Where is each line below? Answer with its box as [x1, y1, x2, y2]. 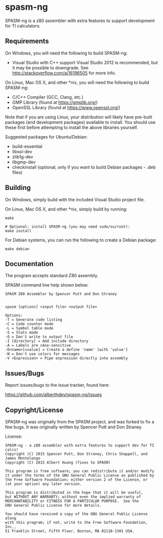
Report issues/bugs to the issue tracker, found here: [5, 382, 110, 388]
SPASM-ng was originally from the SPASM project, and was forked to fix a [5, 419, 154, 424]
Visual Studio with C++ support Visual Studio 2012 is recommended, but [12, 59, 158, 65]
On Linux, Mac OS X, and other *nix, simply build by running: [5, 206, 128, 212]
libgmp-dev [12, 159, 36, 165]
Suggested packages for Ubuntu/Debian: [5, 134, 88, 140]
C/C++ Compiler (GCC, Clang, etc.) [12, 94, 84, 100]
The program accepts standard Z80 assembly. [5, 273, 99, 279]
